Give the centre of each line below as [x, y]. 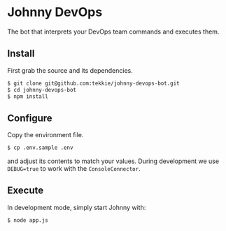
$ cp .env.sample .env [40, 148]
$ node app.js [28, 220]
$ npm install [28, 96]
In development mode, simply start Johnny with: [77, 207]
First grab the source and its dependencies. [70, 70]
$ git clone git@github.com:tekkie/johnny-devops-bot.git [93, 83]
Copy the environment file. [45, 135]
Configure [30, 118]
